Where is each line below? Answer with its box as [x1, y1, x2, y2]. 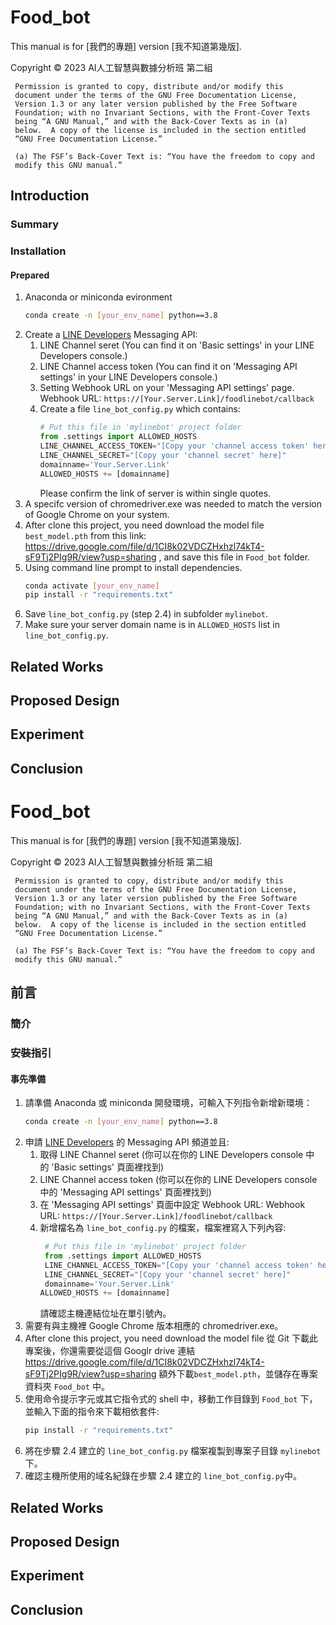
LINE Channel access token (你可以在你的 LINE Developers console [39, 1174, 318, 1186]
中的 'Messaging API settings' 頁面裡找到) [39, 1186, 212, 1198]
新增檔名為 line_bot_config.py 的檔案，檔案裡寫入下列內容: [39, 1222, 287, 1234]
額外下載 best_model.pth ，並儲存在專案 [158, 1368, 318, 1380]
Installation [10, 244, 67, 258]
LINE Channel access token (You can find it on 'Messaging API [39, 361, 298, 373]
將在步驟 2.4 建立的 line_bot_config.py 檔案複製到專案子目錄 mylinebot [24, 1445, 322, 1457]
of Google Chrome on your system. [24, 508, 170, 520]
